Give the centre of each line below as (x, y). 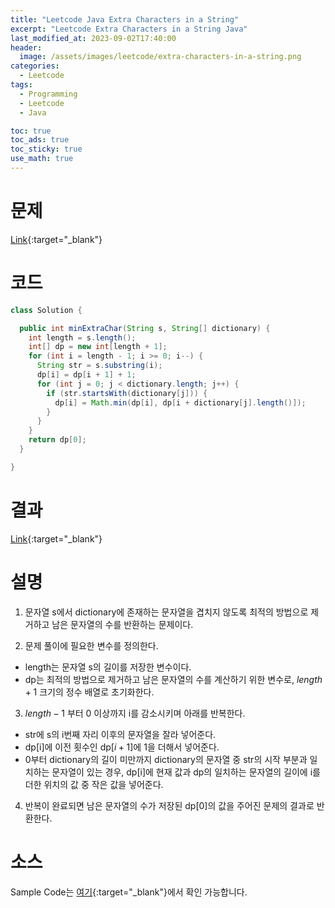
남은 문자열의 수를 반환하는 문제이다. (122, 624)
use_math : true (42, 159)
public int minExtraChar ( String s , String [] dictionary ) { (145, 328)
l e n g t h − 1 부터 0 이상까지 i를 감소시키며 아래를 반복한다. (135, 713)
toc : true (31, 131)
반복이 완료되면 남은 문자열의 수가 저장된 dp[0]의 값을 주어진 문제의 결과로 (169, 805)
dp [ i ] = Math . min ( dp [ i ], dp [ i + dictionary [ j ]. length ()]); (180, 402)
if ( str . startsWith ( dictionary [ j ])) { (127, 393)
